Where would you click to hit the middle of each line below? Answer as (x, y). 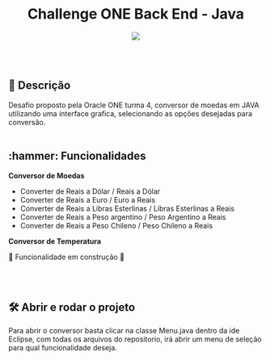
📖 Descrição (40, 86)
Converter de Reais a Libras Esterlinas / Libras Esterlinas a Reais (127, 208)
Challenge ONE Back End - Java (136, 14)
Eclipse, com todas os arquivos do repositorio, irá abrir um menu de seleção (135, 339)
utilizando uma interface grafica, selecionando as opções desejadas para (131, 113)
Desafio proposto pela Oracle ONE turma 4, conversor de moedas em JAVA (134, 105)
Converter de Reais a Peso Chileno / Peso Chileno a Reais (116, 225)
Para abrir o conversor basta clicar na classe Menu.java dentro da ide (124, 331)
